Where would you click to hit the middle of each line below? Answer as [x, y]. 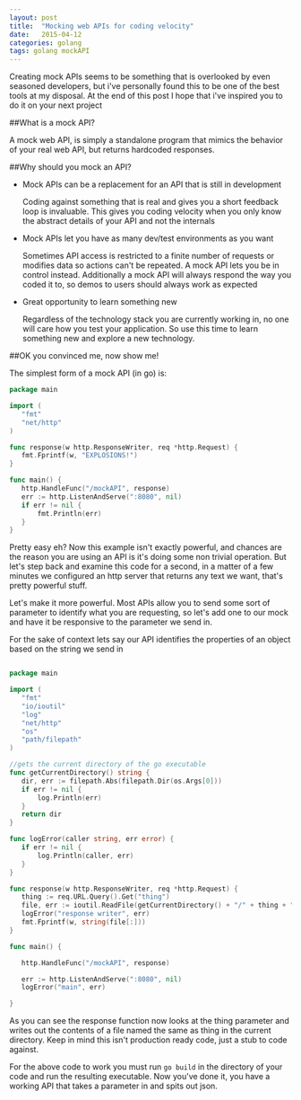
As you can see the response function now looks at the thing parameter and [149, 1021]
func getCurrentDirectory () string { [80, 773]
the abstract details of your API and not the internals [118, 221]
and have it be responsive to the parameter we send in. [111, 622]
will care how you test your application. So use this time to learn [140, 329]
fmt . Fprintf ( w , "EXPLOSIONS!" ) [80, 456]
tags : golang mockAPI [50, 51]
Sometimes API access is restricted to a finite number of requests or [148, 256]
